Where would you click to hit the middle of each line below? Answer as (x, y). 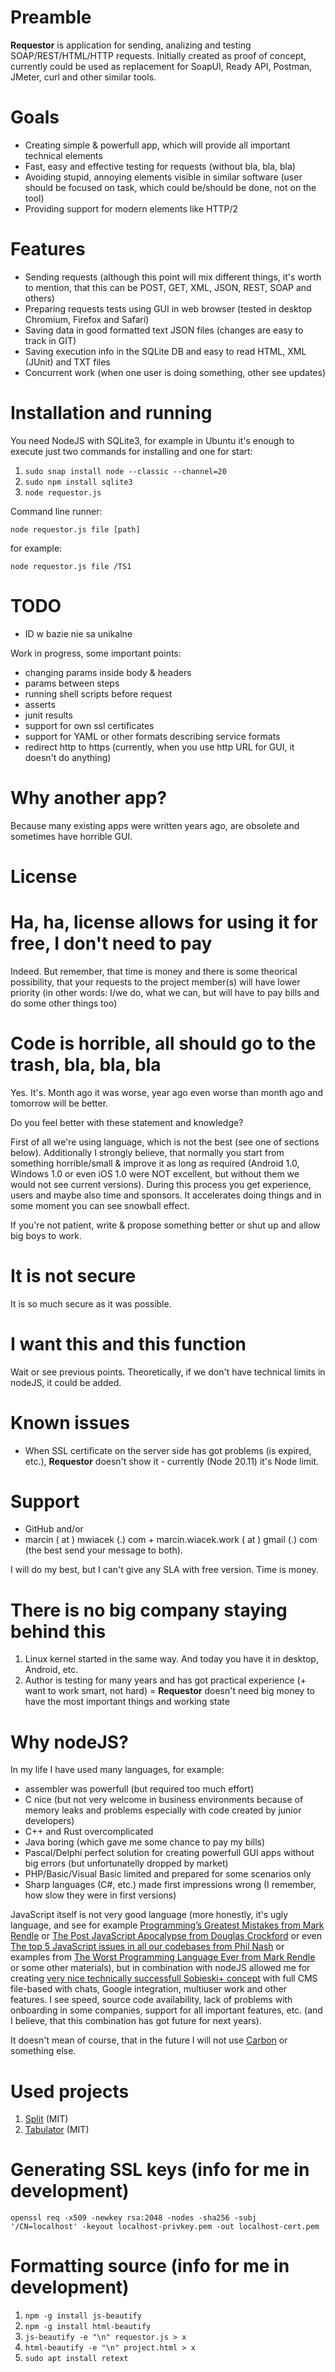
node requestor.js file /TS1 (71, 566)
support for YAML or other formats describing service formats (152, 736)
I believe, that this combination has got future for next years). (136, 2021)
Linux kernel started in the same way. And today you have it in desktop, (171, 1659)
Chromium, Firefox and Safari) (87, 319)
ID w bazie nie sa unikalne (78, 633)
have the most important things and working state (127, 1702)
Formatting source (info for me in (150, 2266)
